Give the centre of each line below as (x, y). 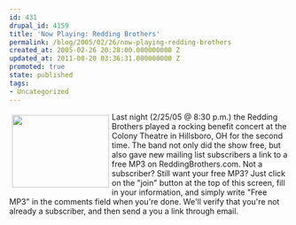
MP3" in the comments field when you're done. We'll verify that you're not (144, 201)
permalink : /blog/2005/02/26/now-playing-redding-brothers (121, 42)
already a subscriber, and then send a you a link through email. (124, 211)
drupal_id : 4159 (39, 26)
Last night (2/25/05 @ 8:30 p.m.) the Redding (195, 117)
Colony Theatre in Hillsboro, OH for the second (198, 136)
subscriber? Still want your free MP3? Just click (199, 173)
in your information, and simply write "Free (190, 192)
